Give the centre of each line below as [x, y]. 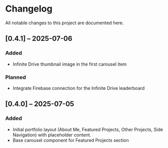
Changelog [29, 9]
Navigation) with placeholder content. [52, 135]
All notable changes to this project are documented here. [65, 23]
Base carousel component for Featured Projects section [71, 140]
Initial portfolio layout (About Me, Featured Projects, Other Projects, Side [88, 129]
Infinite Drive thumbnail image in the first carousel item [70, 64]
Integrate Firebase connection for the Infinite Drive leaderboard [79, 88]
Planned [16, 77]
